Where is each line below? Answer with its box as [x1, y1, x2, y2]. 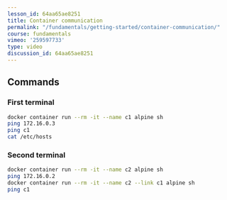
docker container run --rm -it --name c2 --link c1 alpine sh [7, 179, 195, 187]
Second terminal [7, 150, 66, 160]
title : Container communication [7, 17, 103, 24]
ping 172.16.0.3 [7, 120, 55, 128]
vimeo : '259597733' [7, 37, 65, 44]
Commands [7, 76, 60, 89]
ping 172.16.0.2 [7, 173, 55, 180]
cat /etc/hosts [7, 133, 52, 140]
